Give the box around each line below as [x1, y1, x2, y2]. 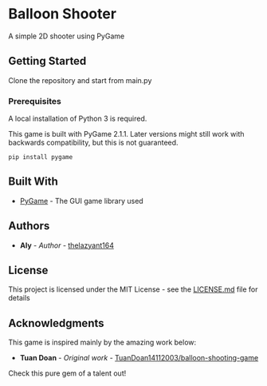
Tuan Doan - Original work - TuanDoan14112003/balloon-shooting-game [19, 353, 259, 363]
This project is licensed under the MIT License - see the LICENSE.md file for [8, 285, 258, 294]
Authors [8, 219, 50, 233]
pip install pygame [8, 153, 73, 161]
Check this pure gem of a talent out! [8, 368, 127, 378]
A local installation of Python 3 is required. [8, 113, 147, 124]
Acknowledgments [8, 316, 105, 330]
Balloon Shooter [8, 5, 117, 23]
